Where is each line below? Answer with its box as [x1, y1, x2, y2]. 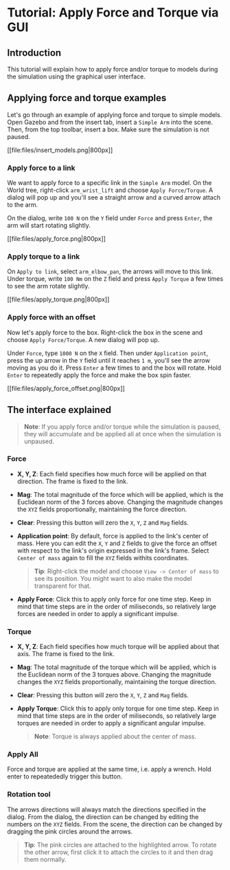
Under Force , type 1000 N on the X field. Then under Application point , [7, 349, 208, 357]
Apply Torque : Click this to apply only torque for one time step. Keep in [16, 704, 220, 713]
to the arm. [7, 201, 38, 209]
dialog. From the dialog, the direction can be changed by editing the [7, 812, 199, 820]
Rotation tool [7, 789, 51, 799]
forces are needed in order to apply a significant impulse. [16, 609, 180, 617]
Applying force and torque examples [7, 92, 167, 104]
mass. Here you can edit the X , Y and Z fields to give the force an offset [16, 539, 218, 547]
